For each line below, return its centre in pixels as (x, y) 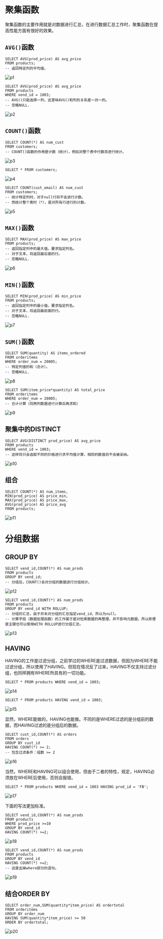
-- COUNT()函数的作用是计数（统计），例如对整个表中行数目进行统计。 (65, 152)
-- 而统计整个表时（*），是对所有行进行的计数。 (47, 202)
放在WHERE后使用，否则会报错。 (42, 778)
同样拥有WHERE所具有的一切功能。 (53, 673)
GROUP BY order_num (25, 914)
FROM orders (17, 739)
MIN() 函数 (20, 285)
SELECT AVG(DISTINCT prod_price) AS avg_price (53, 441)
